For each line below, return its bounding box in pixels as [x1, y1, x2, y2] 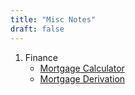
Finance [24, 51, 59, 63]
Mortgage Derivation [39, 72, 126, 85]
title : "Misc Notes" [10, 14, 97, 25]
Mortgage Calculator [39, 62, 125, 74]
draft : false [10, 24, 65, 34]
